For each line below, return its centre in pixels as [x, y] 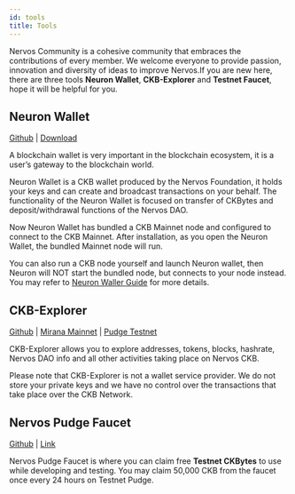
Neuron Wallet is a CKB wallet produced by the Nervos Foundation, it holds [146, 182]
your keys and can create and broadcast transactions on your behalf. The [143, 191]
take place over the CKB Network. [71, 394]
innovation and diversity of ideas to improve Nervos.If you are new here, [141, 70]
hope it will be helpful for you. [63, 89]
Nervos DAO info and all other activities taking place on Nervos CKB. [134, 359]
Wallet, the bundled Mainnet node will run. [86, 246]
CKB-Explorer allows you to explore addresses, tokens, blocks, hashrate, [142, 349]
